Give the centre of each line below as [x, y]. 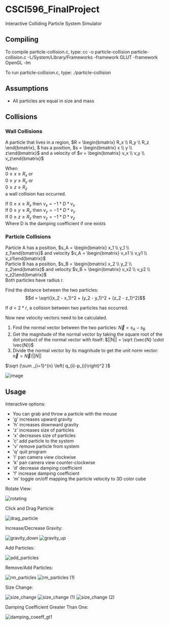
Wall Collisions [24, 131]
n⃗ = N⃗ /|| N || [27, 356]
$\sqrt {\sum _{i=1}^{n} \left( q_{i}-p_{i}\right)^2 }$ [58, 366]
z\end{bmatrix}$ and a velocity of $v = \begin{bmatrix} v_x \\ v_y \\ [75, 153]
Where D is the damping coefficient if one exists [56, 224]
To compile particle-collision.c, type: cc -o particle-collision [68, 51]
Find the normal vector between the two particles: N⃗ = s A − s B [79, 328]
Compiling [22, 39]
